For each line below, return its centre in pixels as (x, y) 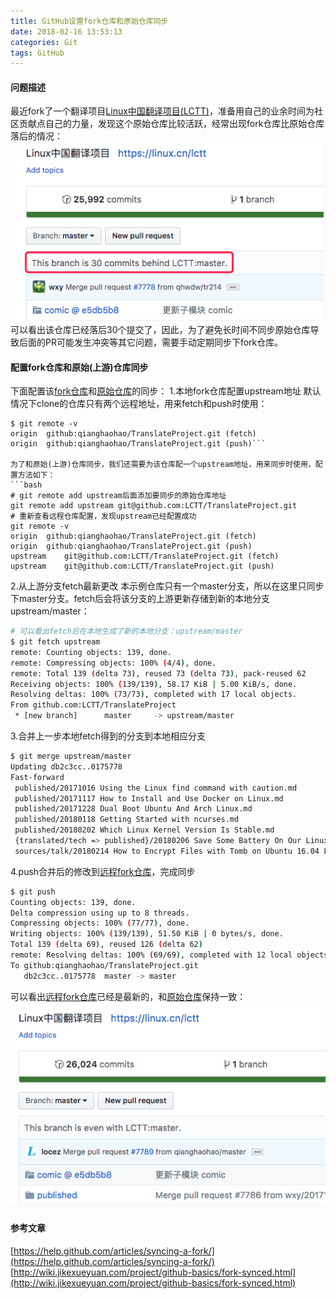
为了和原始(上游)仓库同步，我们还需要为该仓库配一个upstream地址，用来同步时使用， (163, 465)
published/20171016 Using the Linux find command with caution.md (156, 788)
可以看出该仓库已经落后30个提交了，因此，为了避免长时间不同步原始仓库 (160, 330)
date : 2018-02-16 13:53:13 (66, 31)
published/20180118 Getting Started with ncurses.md (127, 820)
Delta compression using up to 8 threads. (100, 913)
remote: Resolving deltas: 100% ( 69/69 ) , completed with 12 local (151, 955)
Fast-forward (37, 777)
